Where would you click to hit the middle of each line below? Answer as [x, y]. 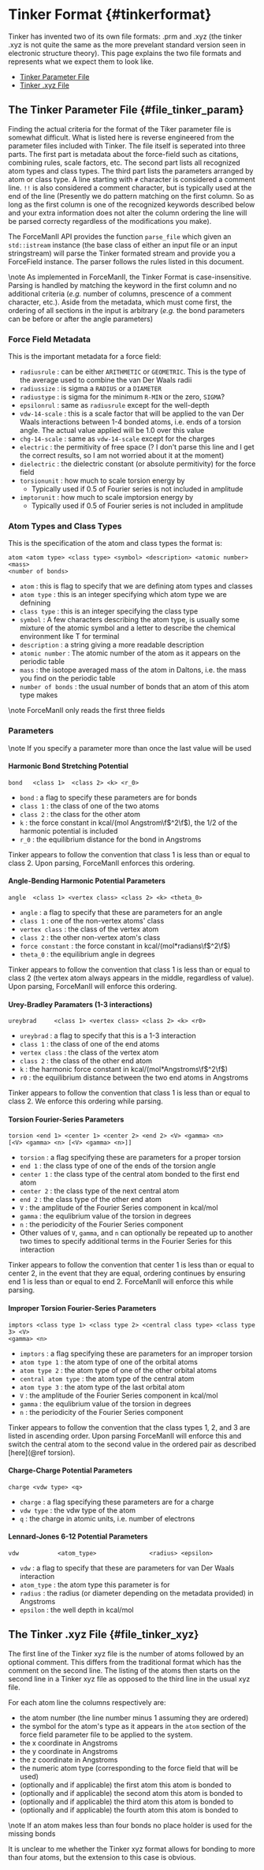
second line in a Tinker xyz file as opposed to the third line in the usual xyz [129, 1678]
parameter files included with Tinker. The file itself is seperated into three [127, 146]
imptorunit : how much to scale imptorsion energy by [106, 498]
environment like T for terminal [69, 636]
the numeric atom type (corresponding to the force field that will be [129, 1767]
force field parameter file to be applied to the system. [106, 1734]
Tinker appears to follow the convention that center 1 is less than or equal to [131, 1265]
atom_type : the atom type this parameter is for [95, 1585]
